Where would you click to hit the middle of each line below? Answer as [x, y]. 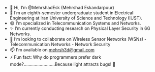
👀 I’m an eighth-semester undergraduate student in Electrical [72, 13]
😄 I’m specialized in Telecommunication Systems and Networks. [75, 23]
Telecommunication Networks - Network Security [60, 44]
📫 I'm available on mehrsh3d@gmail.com [52, 50]
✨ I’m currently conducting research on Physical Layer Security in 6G [80, 28]
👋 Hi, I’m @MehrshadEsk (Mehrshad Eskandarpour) [62, 8]
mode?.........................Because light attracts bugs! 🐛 [62, 64]
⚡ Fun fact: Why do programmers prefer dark [55, 57]
